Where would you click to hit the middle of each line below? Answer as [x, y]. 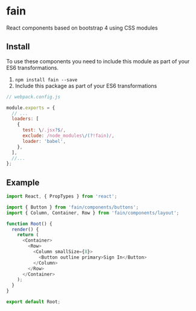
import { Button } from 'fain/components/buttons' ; [72, 207]
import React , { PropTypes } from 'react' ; [62, 196]
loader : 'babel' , [44, 141]
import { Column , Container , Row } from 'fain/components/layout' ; [93, 213]
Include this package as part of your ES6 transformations [86, 86]
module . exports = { [31, 108]
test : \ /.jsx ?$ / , [44, 130]
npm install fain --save [46, 80]
